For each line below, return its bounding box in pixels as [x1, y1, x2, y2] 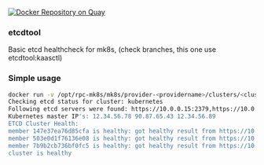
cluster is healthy [8, 149, 72, 157]
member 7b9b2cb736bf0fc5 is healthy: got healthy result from [8, 141, 216, 149]
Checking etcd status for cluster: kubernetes [8, 98, 163, 106]
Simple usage [8, 73, 61, 84]
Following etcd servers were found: [8, 105, 128, 113]
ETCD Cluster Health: [8, 120, 79, 128]
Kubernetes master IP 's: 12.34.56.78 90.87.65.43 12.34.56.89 [8, 112, 216, 121]
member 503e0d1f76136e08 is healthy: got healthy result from [8, 134, 216, 142]
